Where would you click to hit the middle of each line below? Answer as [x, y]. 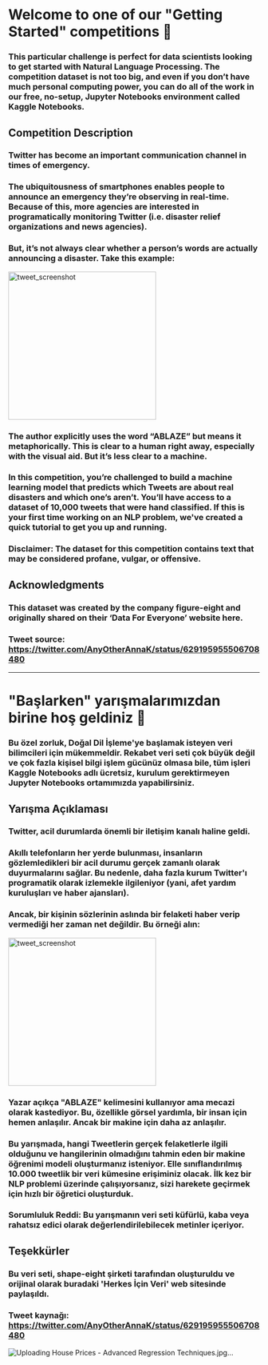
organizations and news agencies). [78, 227]
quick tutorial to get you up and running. [88, 527]
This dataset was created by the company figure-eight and [124, 607]
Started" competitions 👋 [90, 32]
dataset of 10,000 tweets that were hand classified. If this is [127, 507]
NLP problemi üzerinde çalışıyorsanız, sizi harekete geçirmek [129, 1183]
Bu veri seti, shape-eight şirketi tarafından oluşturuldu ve [122, 1274]
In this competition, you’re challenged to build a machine [120, 478]
